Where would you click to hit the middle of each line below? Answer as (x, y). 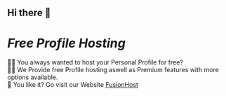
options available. (33, 77)
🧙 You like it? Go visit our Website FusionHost (73, 85)
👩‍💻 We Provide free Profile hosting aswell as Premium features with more (113, 70)
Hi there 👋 (29, 13)
